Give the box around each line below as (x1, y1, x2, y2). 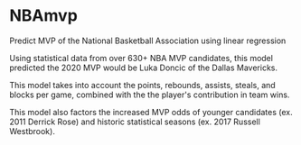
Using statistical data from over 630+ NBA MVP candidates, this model (9, 52, 274, 63)
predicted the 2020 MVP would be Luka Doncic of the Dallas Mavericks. (9, 62, 278, 73)
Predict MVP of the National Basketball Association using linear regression (9, 35, 287, 46)
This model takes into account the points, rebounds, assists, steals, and (9, 79, 276, 90)
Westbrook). (9, 125, 56, 136)
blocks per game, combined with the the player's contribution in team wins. (9, 89, 290, 100)
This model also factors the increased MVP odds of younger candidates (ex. (9, 106, 293, 117)
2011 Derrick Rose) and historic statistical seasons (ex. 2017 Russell (9, 116, 260, 127)
